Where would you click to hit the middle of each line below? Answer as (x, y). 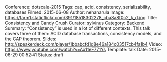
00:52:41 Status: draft (41, 55)
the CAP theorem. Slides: (31, 39)
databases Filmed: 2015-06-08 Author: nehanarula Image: (65, 12)
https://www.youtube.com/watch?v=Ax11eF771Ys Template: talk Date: (77, 50)
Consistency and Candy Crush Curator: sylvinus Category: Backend (75, 23)
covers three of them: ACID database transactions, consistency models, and (83, 34)
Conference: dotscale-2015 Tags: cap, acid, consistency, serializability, (78, 7)
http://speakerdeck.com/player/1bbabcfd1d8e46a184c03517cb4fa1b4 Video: (83, 44)
